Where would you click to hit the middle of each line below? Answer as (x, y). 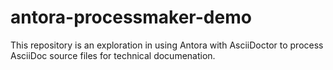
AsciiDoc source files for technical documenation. (113, 55)
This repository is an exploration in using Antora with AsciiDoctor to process (167, 45)
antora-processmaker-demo (131, 17)
